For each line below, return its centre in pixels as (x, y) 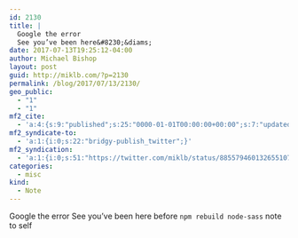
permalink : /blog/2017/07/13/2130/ (75, 83)
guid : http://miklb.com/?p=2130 (69, 75)
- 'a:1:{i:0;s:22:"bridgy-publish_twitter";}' (105, 141)
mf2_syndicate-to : (43, 133)
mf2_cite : (27, 116)
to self (21, 226)
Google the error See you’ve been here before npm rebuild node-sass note (145, 216)
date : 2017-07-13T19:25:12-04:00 (71, 51)
